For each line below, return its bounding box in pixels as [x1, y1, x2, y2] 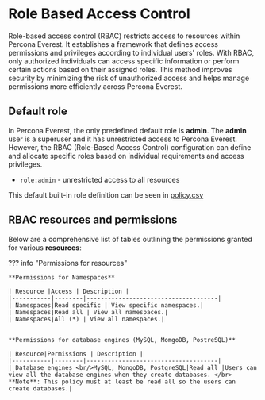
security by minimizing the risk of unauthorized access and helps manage [8, 73, 250, 83]
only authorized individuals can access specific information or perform [8, 56, 240, 66]
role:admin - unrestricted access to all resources [19, 175, 180, 184]
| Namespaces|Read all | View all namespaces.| [8, 308, 169, 316]
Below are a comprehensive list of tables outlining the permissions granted [8, 234, 252, 244]
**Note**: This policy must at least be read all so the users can [8, 378, 236, 386]
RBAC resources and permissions [8, 213, 178, 227]
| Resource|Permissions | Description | [8, 350, 144, 358]
